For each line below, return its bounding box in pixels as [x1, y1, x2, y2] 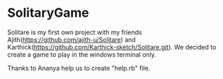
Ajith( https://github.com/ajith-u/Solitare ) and [7, 35, 136, 43]
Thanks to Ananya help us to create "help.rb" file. [7, 64, 151, 72]
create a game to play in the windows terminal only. [7, 50, 157, 59]
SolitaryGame [7, 5, 89, 21]
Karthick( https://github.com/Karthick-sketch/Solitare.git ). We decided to [7, 43, 217, 51]
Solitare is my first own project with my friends [7, 28, 142, 36]
